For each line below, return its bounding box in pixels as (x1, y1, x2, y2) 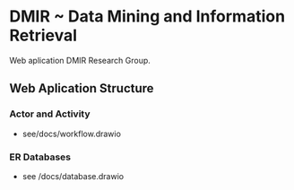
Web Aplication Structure (9, 81, 154, 96)
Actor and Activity (9, 108, 91, 120)
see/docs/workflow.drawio (22, 128, 121, 139)
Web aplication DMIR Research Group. (9, 55, 151, 65)
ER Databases (9, 151, 72, 163)
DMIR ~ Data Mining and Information (9, 6, 285, 27)
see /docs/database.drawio (22, 170, 124, 181)
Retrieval (9, 25, 78, 46)
